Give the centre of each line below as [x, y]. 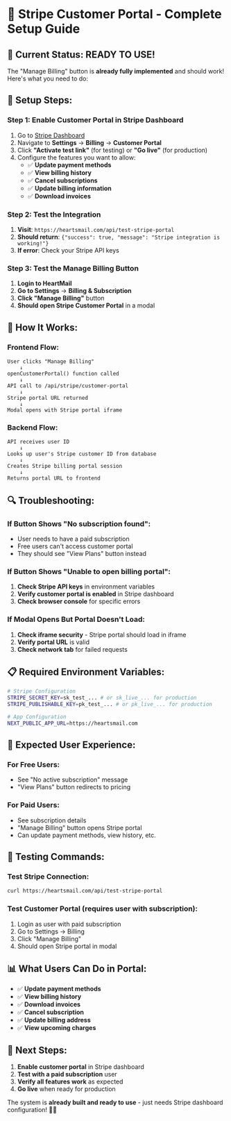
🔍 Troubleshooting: [51, 500]
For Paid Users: [34, 805]
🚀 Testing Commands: [56, 857]
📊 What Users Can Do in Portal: [77, 969]
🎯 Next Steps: [37, 1050]
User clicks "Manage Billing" [51, 361]
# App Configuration [37, 717]
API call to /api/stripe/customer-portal [68, 386]
